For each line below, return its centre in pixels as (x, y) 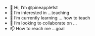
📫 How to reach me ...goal (37, 28)
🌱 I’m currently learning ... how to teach (50, 18)
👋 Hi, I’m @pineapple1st (34, 8)
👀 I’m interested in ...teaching (40, 13)
